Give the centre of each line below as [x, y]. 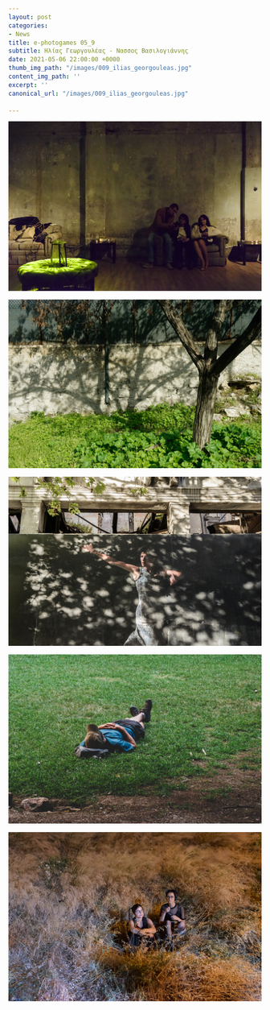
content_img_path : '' [45, 77]
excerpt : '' [28, 85]
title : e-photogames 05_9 [51, 43]
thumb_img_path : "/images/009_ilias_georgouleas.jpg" [100, 68]
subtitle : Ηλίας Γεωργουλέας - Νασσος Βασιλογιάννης [98, 51]
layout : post [30, 17]
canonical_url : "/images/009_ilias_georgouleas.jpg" [98, 93]
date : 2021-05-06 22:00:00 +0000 [64, 60]
